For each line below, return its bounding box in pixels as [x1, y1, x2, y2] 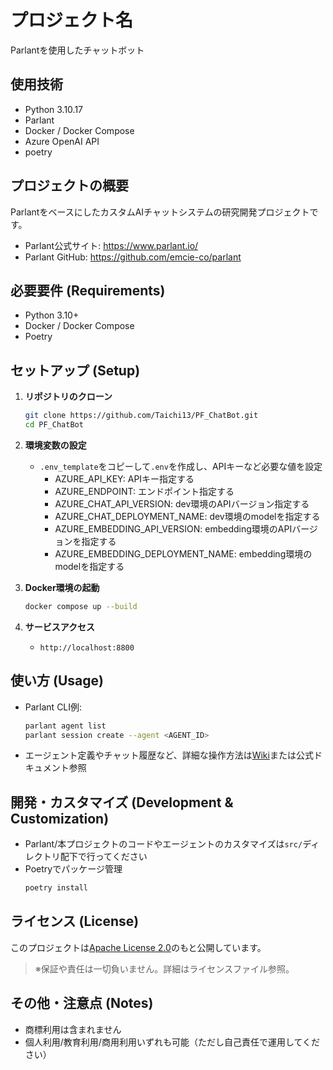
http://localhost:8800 [39, 642, 135, 653]
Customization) [10, 810, 110, 827]
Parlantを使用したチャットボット [10, 44, 145, 56]
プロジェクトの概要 [10, 177, 129, 195]
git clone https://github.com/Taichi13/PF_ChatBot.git [24, 411, 259, 421]
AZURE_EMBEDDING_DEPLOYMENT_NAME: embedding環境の [54, 547, 313, 560]
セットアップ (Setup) [10, 362, 141, 379]
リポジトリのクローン [24, 391, 113, 403]
